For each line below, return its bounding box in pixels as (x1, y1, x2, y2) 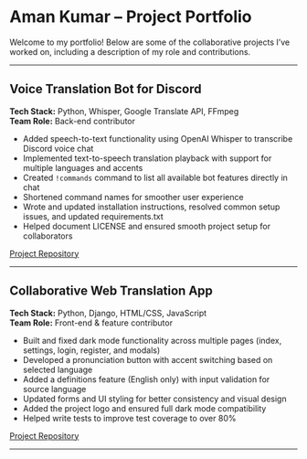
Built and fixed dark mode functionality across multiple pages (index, (22, 335, 282, 346)
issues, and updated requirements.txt (22, 210, 164, 221)
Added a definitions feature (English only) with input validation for (22, 373, 270, 385)
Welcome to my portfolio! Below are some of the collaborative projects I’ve (9, 37, 291, 48)
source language (22, 383, 87, 394)
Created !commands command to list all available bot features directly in (22, 172, 288, 183)
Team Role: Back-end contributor (9, 115, 135, 126)
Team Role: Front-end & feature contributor (9, 317, 174, 328)
